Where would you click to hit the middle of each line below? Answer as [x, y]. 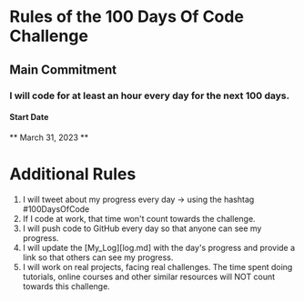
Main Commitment [63, 70]
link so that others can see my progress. [98, 257]
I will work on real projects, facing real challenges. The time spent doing [157, 266]
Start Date [29, 117]
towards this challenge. [66, 286]
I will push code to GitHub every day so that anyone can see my [142, 228]
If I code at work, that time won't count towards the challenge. [139, 218]
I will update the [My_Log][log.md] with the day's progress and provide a [159, 247]
